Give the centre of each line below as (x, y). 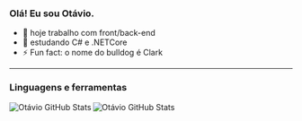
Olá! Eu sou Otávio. (52, 13)
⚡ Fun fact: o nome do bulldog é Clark (93, 53)
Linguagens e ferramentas (68, 88)
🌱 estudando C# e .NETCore (75, 42)
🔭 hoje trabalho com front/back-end (89, 33)
